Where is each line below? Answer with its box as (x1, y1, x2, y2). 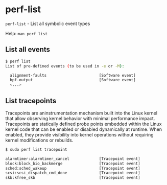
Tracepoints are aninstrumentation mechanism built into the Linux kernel (5, 110, 157, 116)
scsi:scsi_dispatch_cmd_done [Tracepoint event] (5, 170, 140, 176)
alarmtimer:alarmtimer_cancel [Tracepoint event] (5, 156, 140, 161)
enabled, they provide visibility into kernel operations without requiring (5, 131, 154, 137)
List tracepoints (5, 96, 57, 105)
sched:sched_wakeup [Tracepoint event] (5, 166, 140, 171)
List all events (5, 45, 50, 54)
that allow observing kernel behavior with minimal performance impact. (5, 115, 155, 121)
